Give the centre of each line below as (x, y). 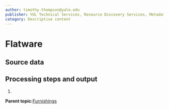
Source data (25, 62)
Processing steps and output (51, 79)
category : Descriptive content (38, 19)
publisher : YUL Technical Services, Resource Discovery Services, (76, 14)
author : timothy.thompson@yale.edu (43, 10)
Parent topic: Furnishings (31, 101)
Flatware (24, 44)
